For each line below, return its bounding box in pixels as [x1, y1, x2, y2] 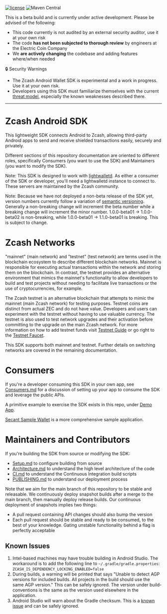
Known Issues [5, 542, 50, 551]
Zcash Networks [5, 237, 76, 248]
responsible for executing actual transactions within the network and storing [5, 264, 162, 270]
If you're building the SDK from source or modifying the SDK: [5, 450, 130, 457]
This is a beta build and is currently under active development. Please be [5, 14, 154, 20]
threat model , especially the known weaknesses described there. [12, 93, 146, 99]
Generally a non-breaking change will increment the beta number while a [5, 203, 155, 209]
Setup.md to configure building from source [12, 460, 102, 466]
